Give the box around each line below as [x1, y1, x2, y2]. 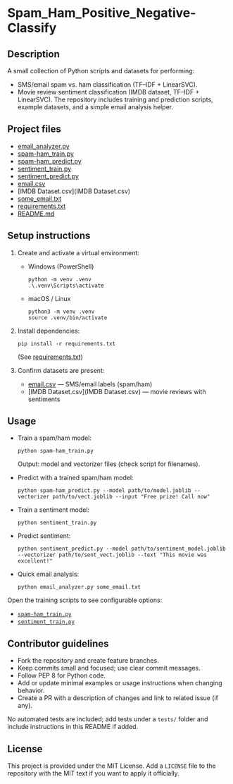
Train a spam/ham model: [17, 434, 92, 442]
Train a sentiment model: [17, 506, 90, 514]
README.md [17, 209, 55, 218]
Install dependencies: [17, 326, 80, 335]
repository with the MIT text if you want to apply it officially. [7, 769, 180, 778]
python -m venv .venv [27, 276, 92, 283]
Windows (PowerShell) [27, 262, 94, 271]
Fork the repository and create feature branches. [17, 656, 160, 665]
